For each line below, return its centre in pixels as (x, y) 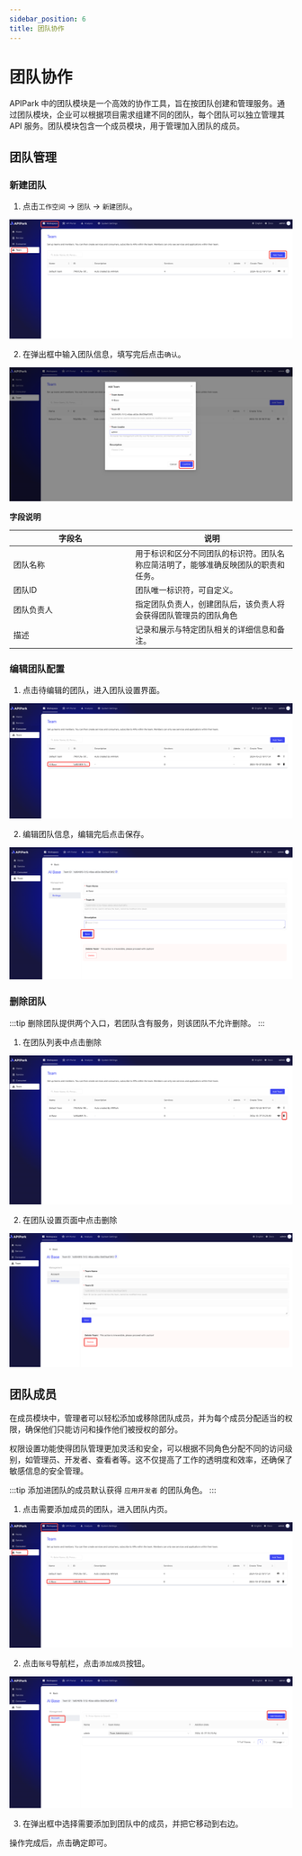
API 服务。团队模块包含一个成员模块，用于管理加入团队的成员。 (127, 126)
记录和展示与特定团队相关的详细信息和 (206, 629)
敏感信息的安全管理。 (49, 1471)
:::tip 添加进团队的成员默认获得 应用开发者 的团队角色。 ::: (113, 1490)
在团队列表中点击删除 (62, 1042)
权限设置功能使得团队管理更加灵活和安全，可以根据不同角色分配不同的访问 (147, 1448)
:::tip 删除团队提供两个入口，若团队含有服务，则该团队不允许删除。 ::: (137, 1023)
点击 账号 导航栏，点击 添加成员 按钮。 (86, 1663)
